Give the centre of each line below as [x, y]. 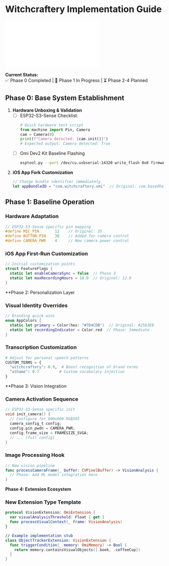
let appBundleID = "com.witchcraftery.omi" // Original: [74, 186]
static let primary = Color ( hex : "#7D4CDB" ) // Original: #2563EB [82, 325]
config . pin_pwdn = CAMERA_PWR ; [43, 428]
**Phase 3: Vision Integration [36, 386]
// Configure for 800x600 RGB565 [45, 419]
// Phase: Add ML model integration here [54, 475]
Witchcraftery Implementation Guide [83, 9]
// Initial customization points [40, 264]
